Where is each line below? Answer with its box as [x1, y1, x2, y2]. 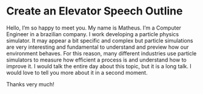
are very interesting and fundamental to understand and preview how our [6, 43, 189, 51]
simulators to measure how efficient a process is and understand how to [6, 56, 187, 63]
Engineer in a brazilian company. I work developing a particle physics [6, 30, 179, 37]
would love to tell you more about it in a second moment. [6, 69, 148, 76]
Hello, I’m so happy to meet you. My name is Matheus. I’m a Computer [6, 24, 182, 31]
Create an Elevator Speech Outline [6, 4, 183, 18]
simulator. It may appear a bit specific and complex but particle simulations [6, 37, 193, 44]
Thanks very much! [6, 80, 55, 88]
